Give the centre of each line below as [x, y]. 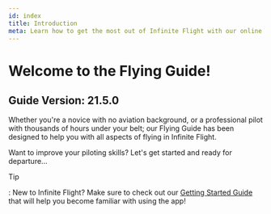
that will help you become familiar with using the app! [97, 201]
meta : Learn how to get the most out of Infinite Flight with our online [135, 31]
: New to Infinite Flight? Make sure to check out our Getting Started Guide [131, 193]
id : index [25, 16]
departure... [28, 162]
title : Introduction [43, 23]
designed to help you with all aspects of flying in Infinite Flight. [112, 137]
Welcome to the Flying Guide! [110, 71]
